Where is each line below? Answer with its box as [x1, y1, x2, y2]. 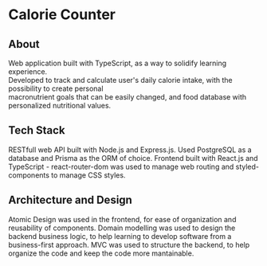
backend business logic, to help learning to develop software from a [8, 231, 232, 241]
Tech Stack [8, 123, 65, 137]
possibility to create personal [8, 84, 104, 93]
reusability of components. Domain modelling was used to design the [8, 223, 236, 233]
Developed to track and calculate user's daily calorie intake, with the [8, 76, 233, 84]
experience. [8, 67, 48, 76]
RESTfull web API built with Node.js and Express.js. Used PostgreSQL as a [8, 145, 253, 155]
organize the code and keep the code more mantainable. [8, 248, 194, 258]
